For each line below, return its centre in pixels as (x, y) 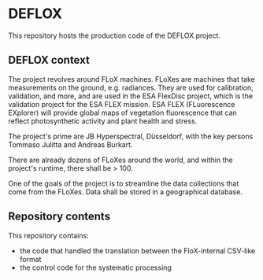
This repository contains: (48, 235)
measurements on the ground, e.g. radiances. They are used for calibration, (131, 87)
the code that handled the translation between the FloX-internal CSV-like (137, 251)
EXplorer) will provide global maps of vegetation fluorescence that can (123, 112)
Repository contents (59, 217)
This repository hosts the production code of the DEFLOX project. (115, 35)
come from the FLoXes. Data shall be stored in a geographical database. (125, 192)
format (30, 259)
